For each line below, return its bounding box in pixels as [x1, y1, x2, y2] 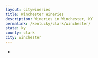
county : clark [5, 30, 35, 35]
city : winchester [5, 35, 42, 40]
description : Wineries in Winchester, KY [5, 16, 93, 21]
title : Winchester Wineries [5, 12, 64, 17]
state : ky [5, 26, 26, 31]
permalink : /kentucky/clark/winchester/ [5, 21, 91, 26]
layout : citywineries [5, 7, 51, 12]
